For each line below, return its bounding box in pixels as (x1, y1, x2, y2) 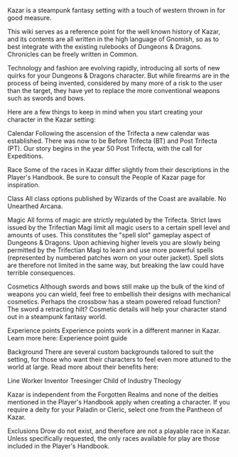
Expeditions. (7, 152, 44, 160)
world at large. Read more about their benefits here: (7, 362, 159, 371)
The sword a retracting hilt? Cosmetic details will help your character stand (7, 305, 227, 313)
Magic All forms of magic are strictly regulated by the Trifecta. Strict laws (7, 216, 222, 224)
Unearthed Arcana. (7, 202, 63, 210)
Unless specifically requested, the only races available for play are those (7, 434, 220, 443)
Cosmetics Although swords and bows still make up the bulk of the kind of (7, 282, 225, 291)
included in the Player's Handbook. (7, 442, 110, 450)
